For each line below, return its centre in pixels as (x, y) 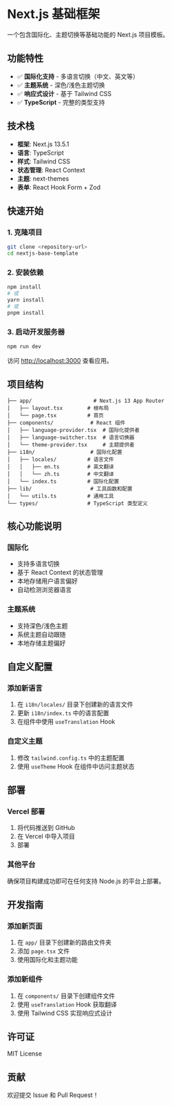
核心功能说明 (34, 526)
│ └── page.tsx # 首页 (56, 415)
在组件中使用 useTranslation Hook (66, 722)
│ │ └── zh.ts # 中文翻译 (61, 474)
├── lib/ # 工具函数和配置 (70, 488)
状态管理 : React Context (51, 170)
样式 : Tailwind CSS (44, 161)
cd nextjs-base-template (43, 254)
